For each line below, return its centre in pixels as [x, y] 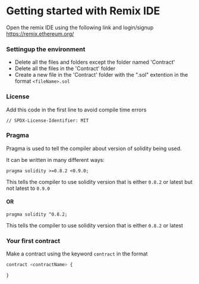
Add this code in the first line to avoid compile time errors [76, 110]
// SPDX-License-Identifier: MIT [48, 120]
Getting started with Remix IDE [83, 11]
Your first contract [33, 241]
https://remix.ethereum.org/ [40, 33]
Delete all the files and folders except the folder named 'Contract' [95, 62]
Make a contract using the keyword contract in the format [77, 254]
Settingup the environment [46, 49]
